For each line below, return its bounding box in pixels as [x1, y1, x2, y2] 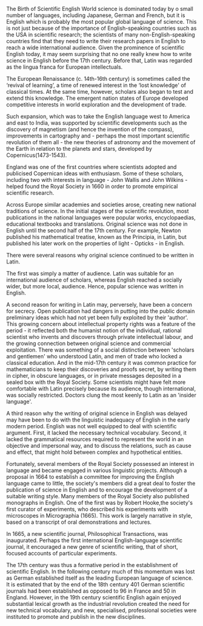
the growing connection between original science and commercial [6, 340, 171, 347]
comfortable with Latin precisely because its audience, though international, [6, 385, 196, 392]
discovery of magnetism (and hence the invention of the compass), [6, 126, 174, 133]
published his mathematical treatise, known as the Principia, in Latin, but [6, 234, 187, 240]
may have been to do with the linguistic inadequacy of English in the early [6, 416, 190, 423]
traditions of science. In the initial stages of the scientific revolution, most [6, 207, 189, 215]
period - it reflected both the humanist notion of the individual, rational [6, 327, 182, 334]
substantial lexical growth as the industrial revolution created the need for [6, 600, 190, 607]
